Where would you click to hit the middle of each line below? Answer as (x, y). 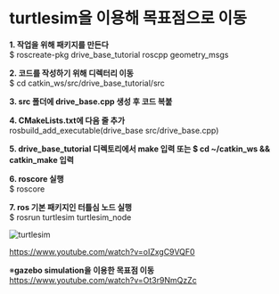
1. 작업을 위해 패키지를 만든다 (59, 45)
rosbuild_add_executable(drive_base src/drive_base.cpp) (114, 130)
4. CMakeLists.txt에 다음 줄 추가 (67, 120)
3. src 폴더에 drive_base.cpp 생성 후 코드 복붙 (91, 101)
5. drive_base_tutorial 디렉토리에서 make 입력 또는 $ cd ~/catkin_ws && (139, 149)
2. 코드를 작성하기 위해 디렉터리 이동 (71, 73)
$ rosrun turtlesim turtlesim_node (70, 217)
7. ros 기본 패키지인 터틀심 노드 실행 (70, 207)
